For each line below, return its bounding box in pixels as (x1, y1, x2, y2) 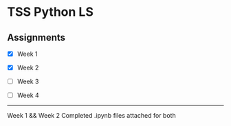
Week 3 (16, 77, 39, 86)
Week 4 (16, 91, 39, 100)
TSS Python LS (7, 4, 94, 20)
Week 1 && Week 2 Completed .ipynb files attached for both (7, 112, 177, 120)
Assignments (7, 32, 66, 43)
